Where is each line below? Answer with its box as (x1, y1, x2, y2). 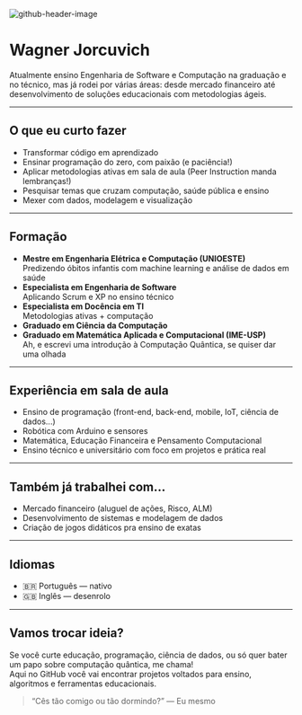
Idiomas (9, 557, 56, 572)
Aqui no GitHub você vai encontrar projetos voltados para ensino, (9, 668, 252, 679)
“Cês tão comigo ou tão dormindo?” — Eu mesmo (31, 695, 216, 706)
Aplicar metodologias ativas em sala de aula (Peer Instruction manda (22, 166, 277, 177)
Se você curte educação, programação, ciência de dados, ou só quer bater (9, 649, 288, 660)
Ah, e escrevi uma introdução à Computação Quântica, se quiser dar (22, 339, 277, 349)
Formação (9, 229, 67, 244)
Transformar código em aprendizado (22, 146, 159, 157)
